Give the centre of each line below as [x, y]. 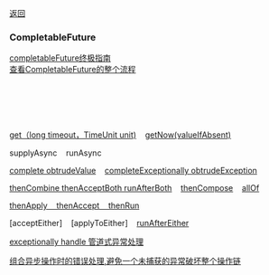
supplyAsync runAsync [56, 153]
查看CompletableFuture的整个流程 [73, 70]
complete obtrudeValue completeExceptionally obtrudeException [133, 171]
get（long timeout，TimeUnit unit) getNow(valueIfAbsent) [121, 135]
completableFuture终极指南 [60, 58]
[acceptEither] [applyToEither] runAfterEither [99, 223]
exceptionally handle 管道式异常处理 [77, 242]
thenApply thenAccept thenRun [74, 205]
